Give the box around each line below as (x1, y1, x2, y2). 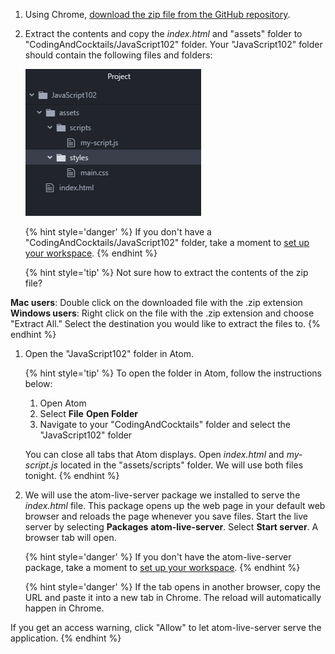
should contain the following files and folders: (24, 49, 213, 61)
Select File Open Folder (39, 408, 138, 419)
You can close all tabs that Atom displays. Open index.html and (24, 449, 285, 460)
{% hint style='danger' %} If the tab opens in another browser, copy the (24, 581, 321, 593)
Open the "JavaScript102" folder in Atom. (24, 348, 195, 359)
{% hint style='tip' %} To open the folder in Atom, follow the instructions (24, 367, 322, 379)
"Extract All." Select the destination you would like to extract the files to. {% (10, 318, 321, 329)
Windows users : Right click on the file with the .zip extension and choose (10, 307, 315, 319)
